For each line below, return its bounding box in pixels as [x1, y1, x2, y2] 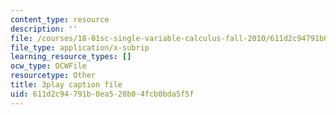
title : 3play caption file [10, 80, 123, 90]
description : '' [10, 24, 78, 34]
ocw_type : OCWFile [10, 61, 87, 71]
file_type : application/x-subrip [10, 42, 150, 53]
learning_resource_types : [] [10, 52, 132, 62]
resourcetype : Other [10, 71, 97, 81]
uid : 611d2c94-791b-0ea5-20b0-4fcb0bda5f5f [10, 89, 195, 99]
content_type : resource [10, 14, 110, 25]
